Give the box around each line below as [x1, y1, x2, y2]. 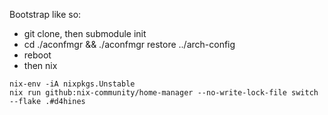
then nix [23, 60, 58, 71]
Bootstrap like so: [9, 9, 82, 20]
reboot [23, 49, 52, 61]
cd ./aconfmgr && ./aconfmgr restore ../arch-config [23, 39, 236, 50]
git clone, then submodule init [23, 28, 147, 39]
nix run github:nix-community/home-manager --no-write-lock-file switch [9, 88, 319, 98]
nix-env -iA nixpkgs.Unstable [9, 79, 136, 89]
